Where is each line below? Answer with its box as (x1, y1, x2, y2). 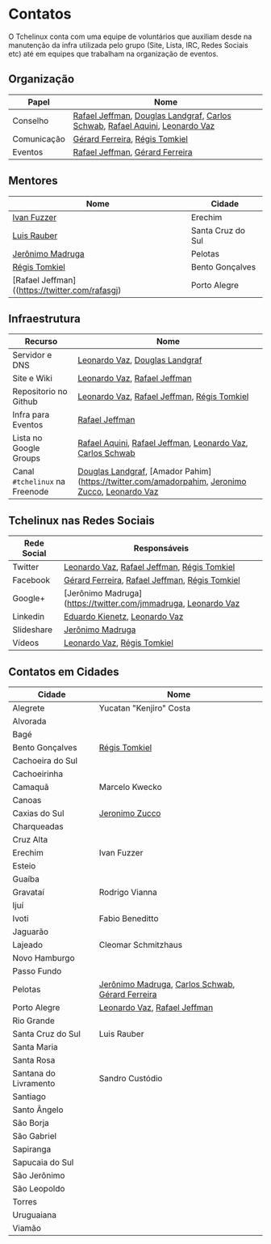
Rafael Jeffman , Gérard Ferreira (73, 146, 193, 158)
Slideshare (12, 624, 53, 635)
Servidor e (12, 350, 52, 361)
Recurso (24, 336, 58, 347)
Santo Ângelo (12, 1104, 64, 1115)
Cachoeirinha (12, 768, 64, 779)
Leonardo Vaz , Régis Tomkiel (63, 637, 173, 648)
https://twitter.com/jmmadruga (67, 598, 184, 609)
